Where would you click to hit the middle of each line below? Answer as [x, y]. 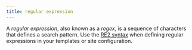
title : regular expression [40, 11]
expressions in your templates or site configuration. [69, 41]
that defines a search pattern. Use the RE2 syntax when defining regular [95, 34]
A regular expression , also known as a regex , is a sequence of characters [96, 28]
